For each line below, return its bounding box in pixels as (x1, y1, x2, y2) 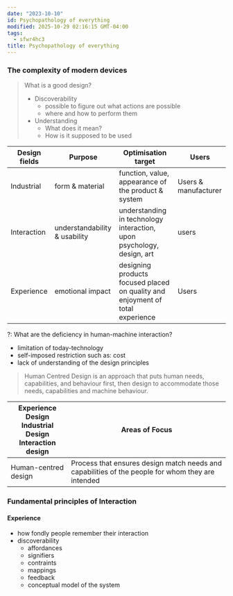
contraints (27, 558, 57, 567)
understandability (54, 223, 112, 233)
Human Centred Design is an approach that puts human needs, (24, 372, 205, 381)
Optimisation (123, 148, 167, 158)
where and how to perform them (44, 109, 138, 118)
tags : (7, 29, 23, 37)
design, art (119, 249, 154, 259)
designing (119, 260, 151, 270)
